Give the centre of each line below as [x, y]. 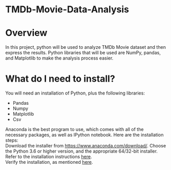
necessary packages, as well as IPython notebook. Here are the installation [84, 135]
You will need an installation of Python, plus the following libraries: [75, 93]
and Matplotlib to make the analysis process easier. [59, 58]
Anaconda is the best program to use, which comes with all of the [74, 129]
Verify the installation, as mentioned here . [49, 162]
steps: [12, 140]
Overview [26, 33]
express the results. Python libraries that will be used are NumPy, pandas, [83, 53]
